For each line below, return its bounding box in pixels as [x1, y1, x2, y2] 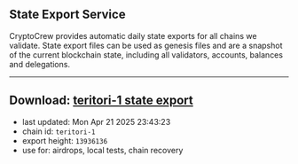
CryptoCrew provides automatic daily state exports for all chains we [9, 30, 257, 41]
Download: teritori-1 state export [9, 93, 193, 108]
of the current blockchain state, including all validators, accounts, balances [9, 49, 284, 60]
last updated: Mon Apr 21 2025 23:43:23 [21, 116, 171, 127]
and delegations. [9, 59, 71, 69]
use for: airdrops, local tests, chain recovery [21, 144, 184, 155]
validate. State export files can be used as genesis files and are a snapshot [9, 40, 283, 51]
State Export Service [9, 7, 126, 22]
